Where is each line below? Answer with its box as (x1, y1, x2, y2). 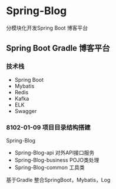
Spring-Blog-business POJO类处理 (14, 156, 100, 163)
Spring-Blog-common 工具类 (14, 164, 85, 171)
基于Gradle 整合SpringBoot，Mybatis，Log (6, 176, 111, 183)
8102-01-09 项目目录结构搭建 (6, 123, 91, 131)
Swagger (14, 107, 37, 114)
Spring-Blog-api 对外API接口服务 (14, 149, 95, 156)
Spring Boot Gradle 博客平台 (6, 43, 110, 54)
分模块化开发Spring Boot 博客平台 (6, 24, 88, 31)
